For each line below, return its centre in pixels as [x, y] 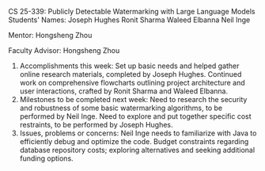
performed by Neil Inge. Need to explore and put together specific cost [135, 116]
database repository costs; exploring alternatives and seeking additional [137, 150]
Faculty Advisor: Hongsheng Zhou [64, 50]
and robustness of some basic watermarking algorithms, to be [121, 108]
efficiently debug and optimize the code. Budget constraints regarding [134, 141]
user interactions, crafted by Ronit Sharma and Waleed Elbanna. [123, 91]
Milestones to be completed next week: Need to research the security [133, 99]
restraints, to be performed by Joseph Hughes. [96, 125]
